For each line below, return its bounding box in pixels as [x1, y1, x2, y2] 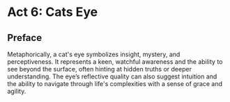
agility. [7, 87, 26, 95]
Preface [7, 32, 43, 44]
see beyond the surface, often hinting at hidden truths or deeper [7, 65, 192, 73]
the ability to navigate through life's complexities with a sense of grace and [7, 80, 223, 87]
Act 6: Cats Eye [7, 4, 98, 20]
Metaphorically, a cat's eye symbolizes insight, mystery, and [7, 50, 181, 58]
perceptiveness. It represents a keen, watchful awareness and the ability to [7, 58, 223, 66]
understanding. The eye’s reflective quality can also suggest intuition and [7, 72, 217, 80]
